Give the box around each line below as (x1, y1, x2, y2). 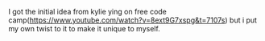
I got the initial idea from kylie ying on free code (8, 7, 168, 16)
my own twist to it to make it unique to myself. (8, 24, 161, 33)
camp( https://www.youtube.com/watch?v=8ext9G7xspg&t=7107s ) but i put (8, 15, 258, 25)
